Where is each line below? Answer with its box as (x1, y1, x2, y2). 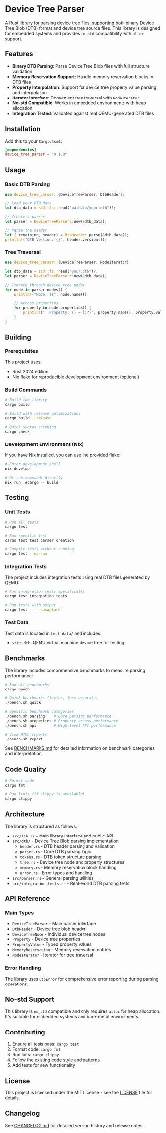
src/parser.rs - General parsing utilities (12, 875, 94, 881)
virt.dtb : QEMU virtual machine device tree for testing (12, 640, 124, 645)
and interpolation (12, 89, 47, 95)
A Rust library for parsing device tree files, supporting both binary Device (5, 20, 154, 26)
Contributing (5, 1028, 45, 1036)
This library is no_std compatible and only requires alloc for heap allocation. (5, 1008, 161, 1014)
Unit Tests (5, 508, 31, 515)
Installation (5, 125, 41, 133)
